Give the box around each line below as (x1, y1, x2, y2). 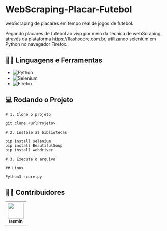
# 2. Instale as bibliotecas (5, 130, 67, 135)
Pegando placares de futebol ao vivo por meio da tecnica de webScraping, (5, 30, 162, 36)
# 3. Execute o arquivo (5, 157, 56, 162)
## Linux (5, 165, 24, 170)
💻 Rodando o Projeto (5, 96, 74, 105)
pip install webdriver (5, 147, 53, 152)
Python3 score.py (5, 174, 42, 179)
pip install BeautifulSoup (5, 143, 63, 148)
